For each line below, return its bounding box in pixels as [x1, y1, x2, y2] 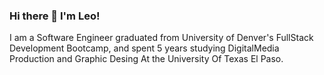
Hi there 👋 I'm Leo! [9, 9, 101, 23]
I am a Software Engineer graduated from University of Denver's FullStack [9, 32, 314, 44]
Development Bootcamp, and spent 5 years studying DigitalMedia [9, 42, 280, 54]
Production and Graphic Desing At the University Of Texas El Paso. [9, 53, 284, 65]
